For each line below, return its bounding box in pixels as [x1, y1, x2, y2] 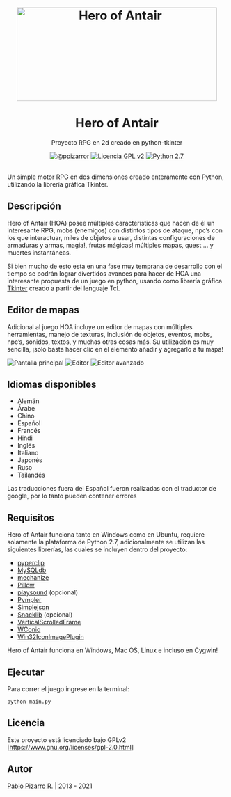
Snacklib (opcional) [17, 610, 73, 619]
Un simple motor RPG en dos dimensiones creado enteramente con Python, [7, 173, 224, 181]
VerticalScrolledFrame [17, 618, 81, 626]
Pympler [17, 596, 42, 604]
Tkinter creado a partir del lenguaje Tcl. [7, 284, 120, 292]
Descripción [7, 200, 61, 212]
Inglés [17, 441, 35, 450]
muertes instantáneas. [7, 248, 72, 257]
